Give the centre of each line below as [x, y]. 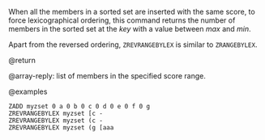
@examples [28, 91]
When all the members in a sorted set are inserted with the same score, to [132, 12]
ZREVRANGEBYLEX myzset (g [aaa [61, 128]
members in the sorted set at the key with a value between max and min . [130, 29]
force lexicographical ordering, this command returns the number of [122, 20]
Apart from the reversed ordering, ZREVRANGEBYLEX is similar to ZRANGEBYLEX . [133, 45]
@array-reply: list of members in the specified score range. [107, 76]
